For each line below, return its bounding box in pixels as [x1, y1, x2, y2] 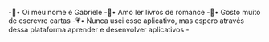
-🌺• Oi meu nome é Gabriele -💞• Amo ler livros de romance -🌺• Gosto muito [8, 8, 261, 17]
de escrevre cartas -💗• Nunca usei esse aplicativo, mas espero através [8, 16, 245, 25]
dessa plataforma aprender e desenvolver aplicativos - [8, 25, 190, 34]
